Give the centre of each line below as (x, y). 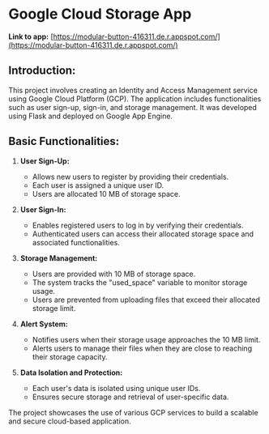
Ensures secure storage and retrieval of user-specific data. (130, 397)
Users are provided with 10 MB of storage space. (114, 274)
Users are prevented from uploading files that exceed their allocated (146, 300)
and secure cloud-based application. (70, 421)
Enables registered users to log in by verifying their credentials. (138, 225)
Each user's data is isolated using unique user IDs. (116, 388)
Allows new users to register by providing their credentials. (130, 177)
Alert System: (44, 324)
